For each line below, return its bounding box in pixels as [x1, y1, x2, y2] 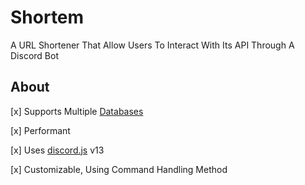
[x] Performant [10, 124, 71, 136]
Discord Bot [10, 49, 59, 61]
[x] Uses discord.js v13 [10, 144, 105, 156]
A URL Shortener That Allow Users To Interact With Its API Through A [10, 39, 295, 51]
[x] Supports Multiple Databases [10, 105, 144, 117]
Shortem [10, 6, 85, 29]
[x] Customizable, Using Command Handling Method [10, 163, 228, 175]
